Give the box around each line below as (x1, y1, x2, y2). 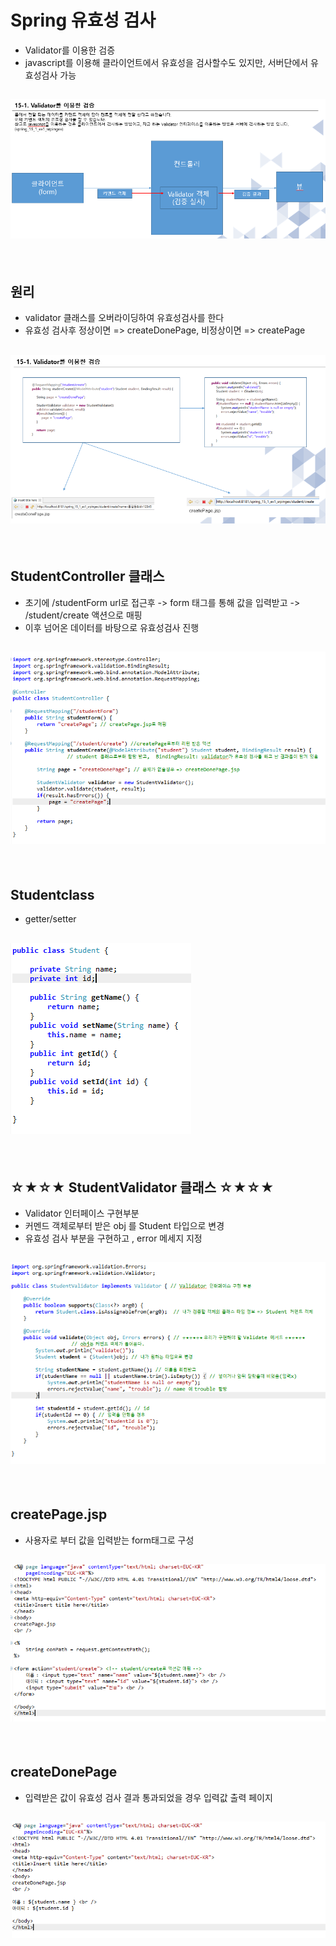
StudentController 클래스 (10, 568, 165, 585)
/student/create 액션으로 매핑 (24, 609, 143, 621)
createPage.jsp (10, 1506, 108, 1523)
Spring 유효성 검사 (10, 9, 157, 32)
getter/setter (24, 913, 77, 925)
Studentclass (10, 886, 95, 903)
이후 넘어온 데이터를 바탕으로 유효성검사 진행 (24, 621, 200, 633)
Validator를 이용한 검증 (24, 44, 116, 56)
